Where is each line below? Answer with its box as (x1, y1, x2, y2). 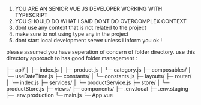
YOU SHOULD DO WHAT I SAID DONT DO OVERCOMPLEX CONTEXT (14, 18, 187, 24)
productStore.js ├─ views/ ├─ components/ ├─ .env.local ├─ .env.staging (6, 85, 189, 92)
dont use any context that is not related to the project (14, 24, 147, 31)
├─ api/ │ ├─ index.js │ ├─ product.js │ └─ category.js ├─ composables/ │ (6, 66, 192, 73)
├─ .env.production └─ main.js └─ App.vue (6, 92, 113, 98)
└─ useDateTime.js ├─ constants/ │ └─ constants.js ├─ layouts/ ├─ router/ (6, 73, 192, 79)
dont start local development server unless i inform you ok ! (14, 37, 163, 44)
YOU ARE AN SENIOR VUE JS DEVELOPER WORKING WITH (14, 5, 163, 12)
